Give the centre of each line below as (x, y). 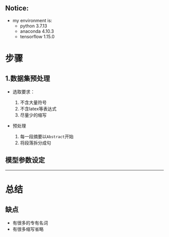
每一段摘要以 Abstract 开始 (47, 136)
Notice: (17, 8)
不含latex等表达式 (38, 108)
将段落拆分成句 (35, 143)
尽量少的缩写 (33, 115)
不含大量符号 (33, 102)
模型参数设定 (25, 160)
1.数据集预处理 (28, 78)
